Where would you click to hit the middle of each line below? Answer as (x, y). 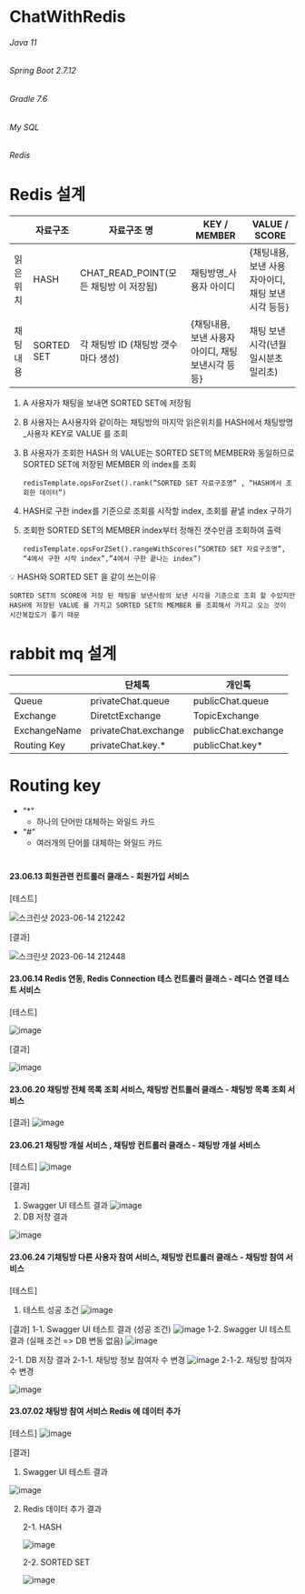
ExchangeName (48, 731)
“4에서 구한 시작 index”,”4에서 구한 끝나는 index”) (112, 559)
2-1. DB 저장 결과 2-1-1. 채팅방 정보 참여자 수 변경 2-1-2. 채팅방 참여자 (151, 1359)
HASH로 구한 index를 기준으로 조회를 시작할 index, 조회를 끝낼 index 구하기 (157, 511)
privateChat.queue (130, 701)
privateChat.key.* (128, 746)
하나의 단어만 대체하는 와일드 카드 (96, 822)
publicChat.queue (231, 701)
